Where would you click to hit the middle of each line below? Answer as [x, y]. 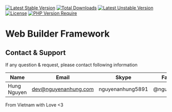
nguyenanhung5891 [123, 89]
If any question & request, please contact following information [71, 65]
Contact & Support [36, 53]
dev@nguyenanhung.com [62, 89]
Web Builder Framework [58, 34]
